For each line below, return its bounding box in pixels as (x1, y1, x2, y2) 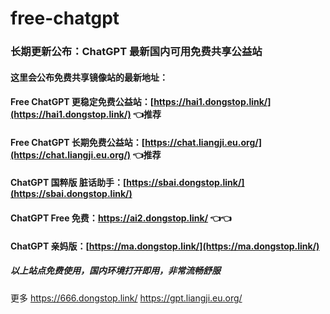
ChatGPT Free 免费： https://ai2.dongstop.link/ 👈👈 (10, 212, 232, 224)
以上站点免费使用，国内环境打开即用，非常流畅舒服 (10, 265, 221, 277)
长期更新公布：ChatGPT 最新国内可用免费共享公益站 (10, 45, 263, 59)
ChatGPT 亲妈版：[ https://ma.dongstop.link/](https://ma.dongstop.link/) (10, 240, 320, 252)
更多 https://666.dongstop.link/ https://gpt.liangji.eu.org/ (10, 292, 243, 304)
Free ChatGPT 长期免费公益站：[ (10, 136, 146, 148)
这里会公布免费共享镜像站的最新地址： (10, 71, 168, 83)
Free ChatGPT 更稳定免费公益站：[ (10, 96, 155, 108)
